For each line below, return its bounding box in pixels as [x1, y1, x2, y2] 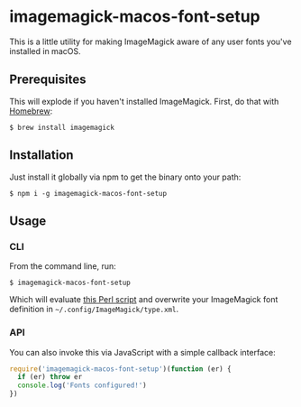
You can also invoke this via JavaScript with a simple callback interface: [9, 347, 277, 357]
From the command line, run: [9, 261, 117, 272]
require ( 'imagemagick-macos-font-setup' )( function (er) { [9, 364, 232, 374]
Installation [9, 147, 74, 163]
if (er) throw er [17, 373, 83, 382]
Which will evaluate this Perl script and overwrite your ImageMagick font [9, 294, 278, 305]
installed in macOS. [9, 45, 81, 56]
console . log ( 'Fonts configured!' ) [17, 381, 147, 390]
